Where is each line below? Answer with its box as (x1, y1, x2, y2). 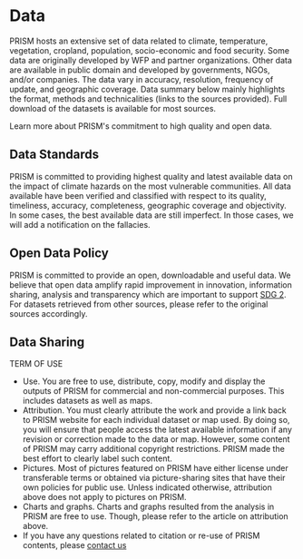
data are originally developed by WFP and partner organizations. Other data (9, 54, 293, 65)
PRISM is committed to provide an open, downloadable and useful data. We (9, 270, 292, 280)
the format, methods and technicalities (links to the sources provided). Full (9, 93, 288, 104)
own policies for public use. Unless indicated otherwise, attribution (22, 482, 272, 493)
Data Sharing (9, 334, 85, 349)
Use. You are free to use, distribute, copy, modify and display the (22, 376, 266, 387)
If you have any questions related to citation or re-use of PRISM (22, 530, 260, 541)
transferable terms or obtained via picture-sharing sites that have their (22, 473, 286, 484)
